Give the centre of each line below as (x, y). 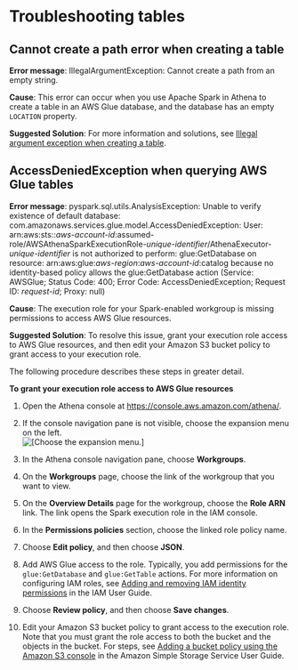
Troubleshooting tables (97, 16)
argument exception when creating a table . (88, 143)
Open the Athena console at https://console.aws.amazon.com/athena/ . (152, 406)
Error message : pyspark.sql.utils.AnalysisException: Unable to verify (135, 206)
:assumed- (134, 234)
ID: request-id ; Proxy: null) (57, 291)
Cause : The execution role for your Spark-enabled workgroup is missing (141, 308)
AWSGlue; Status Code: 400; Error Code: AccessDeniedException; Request (148, 281)
